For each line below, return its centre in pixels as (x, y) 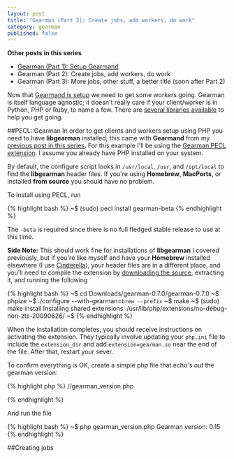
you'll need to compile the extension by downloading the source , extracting (116, 272)
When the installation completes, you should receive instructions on (105, 330)
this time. (21, 237)
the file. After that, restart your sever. (60, 352)
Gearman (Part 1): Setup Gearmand (68, 66)
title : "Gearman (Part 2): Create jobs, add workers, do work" (101, 20)
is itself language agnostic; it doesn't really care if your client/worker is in (112, 103)
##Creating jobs (30, 448)
